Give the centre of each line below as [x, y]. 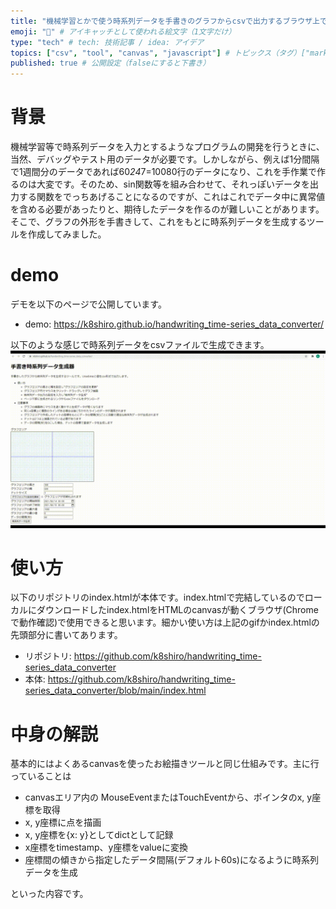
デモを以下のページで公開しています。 [88, 304]
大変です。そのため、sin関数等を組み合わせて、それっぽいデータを [173, 184]
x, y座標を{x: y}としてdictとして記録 [99, 835]
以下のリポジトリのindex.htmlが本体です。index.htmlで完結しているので [157, 597]
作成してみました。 [67, 234]
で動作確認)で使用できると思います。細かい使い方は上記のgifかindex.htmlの [165, 622]
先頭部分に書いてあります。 [66, 635]
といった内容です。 [49, 894]
